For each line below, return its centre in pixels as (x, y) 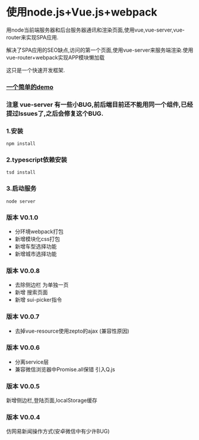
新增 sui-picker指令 (38, 300)
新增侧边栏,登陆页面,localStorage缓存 (52, 401)
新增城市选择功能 (36, 253)
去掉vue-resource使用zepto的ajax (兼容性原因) (72, 331)
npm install (21, 144)
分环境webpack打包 (39, 231)
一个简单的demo (30, 87)
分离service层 (32, 362)
